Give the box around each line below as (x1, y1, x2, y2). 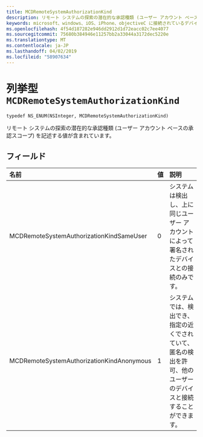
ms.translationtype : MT (6, 37, 66, 43)
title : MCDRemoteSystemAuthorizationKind (6, 8, 112, 15)
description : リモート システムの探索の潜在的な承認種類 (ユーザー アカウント (6, 15, 182, 21)
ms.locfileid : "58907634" (6, 54, 71, 60)
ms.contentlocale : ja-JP (6, 43, 69, 49)
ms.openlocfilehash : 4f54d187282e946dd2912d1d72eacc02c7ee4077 (6, 25, 169, 32)
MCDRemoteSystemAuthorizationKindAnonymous (9, 356, 152, 365)
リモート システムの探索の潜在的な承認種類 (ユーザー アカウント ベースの (6, 124, 188, 131)
